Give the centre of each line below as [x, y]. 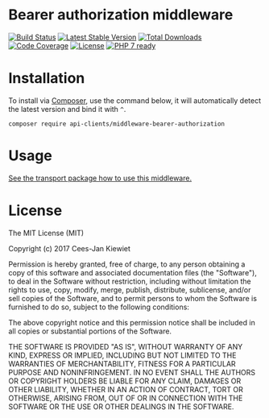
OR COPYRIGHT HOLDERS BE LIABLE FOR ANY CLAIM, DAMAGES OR [125, 381]
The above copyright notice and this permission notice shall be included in [132, 322]
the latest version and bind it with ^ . [67, 109]
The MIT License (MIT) [46, 233]
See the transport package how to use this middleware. [100, 178]
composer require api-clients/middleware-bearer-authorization [117, 124]
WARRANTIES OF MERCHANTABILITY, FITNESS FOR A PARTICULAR [122, 363]
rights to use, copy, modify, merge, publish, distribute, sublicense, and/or [130, 290]
